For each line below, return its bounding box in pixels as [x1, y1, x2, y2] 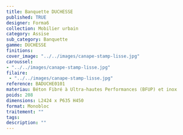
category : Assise [6, 31, 49, 37]
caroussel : [6, 59, 33, 65]
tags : [6, 114, 20, 120]
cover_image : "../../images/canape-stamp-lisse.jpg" [6, 53, 140, 59]
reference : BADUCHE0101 [6, 81, 66, 87]
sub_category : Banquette [6, 36, 68, 42]
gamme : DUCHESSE [6, 42, 46, 48]
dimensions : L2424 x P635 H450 [6, 97, 84, 103]
